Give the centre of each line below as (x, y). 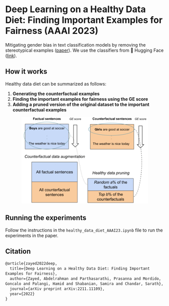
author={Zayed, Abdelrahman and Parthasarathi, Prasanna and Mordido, (86, 279)
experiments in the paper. (32, 235)
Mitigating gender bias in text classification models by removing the (76, 45)
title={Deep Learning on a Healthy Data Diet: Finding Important (80, 269)
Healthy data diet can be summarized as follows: (56, 84)
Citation (18, 251)
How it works (26, 72)
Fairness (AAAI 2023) (52, 31)
